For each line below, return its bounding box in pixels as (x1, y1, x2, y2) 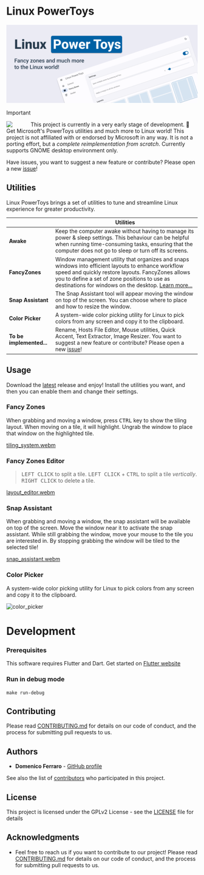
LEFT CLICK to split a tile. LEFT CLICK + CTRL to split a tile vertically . (21, 470, 197, 478)
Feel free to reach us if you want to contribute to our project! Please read (15, 848, 197, 856)
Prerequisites (6, 646, 47, 654)
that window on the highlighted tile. (6, 430, 94, 437)
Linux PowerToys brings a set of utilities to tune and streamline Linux (6, 199, 178, 206)
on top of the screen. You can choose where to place (55, 296, 187, 303)
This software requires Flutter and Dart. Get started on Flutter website (6, 660, 181, 667)
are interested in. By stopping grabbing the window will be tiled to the (6, 537, 180, 545)
